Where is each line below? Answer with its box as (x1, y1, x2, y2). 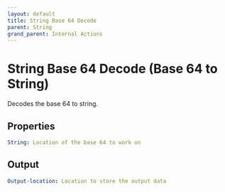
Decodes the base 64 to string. (7, 100, 98, 108)
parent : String (7, 23, 53, 31)
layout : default (7, 10, 55, 18)
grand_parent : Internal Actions (7, 30, 103, 38)
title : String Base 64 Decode (7, 17, 97, 24)
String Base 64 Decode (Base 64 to (7, 61, 218, 77)
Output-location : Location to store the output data (7, 177, 167, 185)
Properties (7, 120, 55, 132)
